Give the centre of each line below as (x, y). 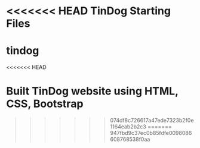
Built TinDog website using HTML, (92, 91)
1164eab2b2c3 (128, 127)
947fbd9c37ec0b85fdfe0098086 (151, 133)
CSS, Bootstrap (45, 104)
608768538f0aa (130, 139)
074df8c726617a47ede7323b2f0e (152, 121)
